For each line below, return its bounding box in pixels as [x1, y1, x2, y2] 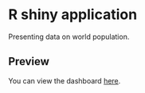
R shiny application [8, 6, 138, 24]
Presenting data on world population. [8, 32, 130, 41]
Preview [8, 55, 50, 68]
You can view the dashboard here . [8, 76, 121, 85]
